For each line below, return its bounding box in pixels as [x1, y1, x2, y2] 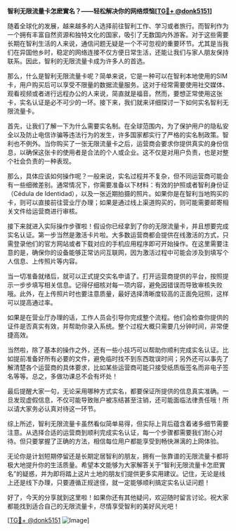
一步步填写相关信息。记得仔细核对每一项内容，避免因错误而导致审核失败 [13, 281, 223, 289]
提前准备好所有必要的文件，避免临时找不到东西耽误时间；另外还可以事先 [13, 355, 223, 362]
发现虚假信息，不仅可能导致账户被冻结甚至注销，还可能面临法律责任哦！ [13, 396, 223, 404]
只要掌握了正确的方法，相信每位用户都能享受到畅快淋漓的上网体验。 [25, 437, 223, 445]
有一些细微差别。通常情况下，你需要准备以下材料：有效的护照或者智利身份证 [7, 181, 229, 189]
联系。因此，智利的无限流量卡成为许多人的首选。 [7, 57, 149, 65]
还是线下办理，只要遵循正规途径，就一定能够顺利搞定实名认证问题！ [13, 478, 211, 487]
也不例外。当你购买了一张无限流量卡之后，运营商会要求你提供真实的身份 [13, 140, 223, 147]
